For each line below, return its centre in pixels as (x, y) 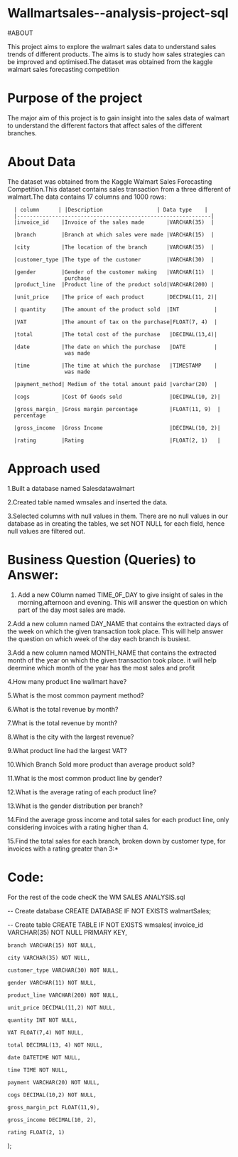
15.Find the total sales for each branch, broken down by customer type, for (117, 841)
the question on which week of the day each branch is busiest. (99, 638)
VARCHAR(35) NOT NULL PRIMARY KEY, (67, 932)
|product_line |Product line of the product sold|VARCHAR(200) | (114, 284)
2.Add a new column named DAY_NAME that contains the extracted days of (118, 623)
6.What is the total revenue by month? (63, 709)
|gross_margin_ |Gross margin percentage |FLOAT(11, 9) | (117, 409)
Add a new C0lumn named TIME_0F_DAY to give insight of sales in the (120, 595)
